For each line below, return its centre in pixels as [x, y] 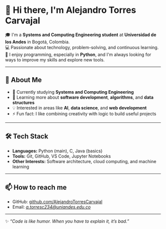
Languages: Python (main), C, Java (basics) [57, 151]
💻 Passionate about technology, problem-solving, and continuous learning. [82, 47]
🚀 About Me [23, 80]
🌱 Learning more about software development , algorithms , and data [83, 97]
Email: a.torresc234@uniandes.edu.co [51, 207]
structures [23, 102]
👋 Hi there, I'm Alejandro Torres [71, 10]
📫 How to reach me [36, 187]
